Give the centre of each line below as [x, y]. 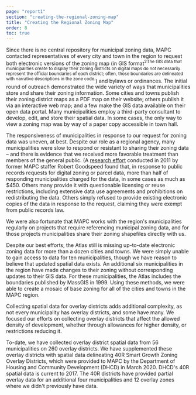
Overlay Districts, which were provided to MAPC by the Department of [91, 361]
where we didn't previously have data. [52, 386]
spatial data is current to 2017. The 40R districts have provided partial [90, 374]
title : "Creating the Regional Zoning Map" [60, 22]
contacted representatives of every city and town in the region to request [94, 56]
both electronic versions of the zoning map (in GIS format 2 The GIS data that [94, 63]
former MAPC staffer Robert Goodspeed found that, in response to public [94, 167]
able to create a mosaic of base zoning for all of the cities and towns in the [96, 289]
